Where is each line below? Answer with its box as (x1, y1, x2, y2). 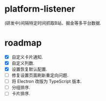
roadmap (4, 37, 42, 49)
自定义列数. (11, 60, 35, 66)
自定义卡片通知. (11, 54, 43, 60)
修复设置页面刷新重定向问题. (11, 72, 69, 78)
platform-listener (4, 3, 75, 15)
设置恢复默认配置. (11, 67, 47, 72)
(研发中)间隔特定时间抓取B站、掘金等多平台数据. (4, 20, 102, 26)
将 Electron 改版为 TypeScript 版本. (11, 79, 82, 84)
